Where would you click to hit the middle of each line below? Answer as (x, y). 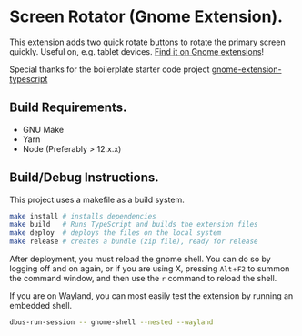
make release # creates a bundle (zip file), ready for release (134, 242)
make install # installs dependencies (83, 216)
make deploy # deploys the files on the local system (116, 233)
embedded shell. (41, 306)
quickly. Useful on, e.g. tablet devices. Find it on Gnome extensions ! (137, 51)
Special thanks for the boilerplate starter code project (110, 69)
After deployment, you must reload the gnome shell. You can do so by (140, 259)
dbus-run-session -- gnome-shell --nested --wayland (111, 322)
